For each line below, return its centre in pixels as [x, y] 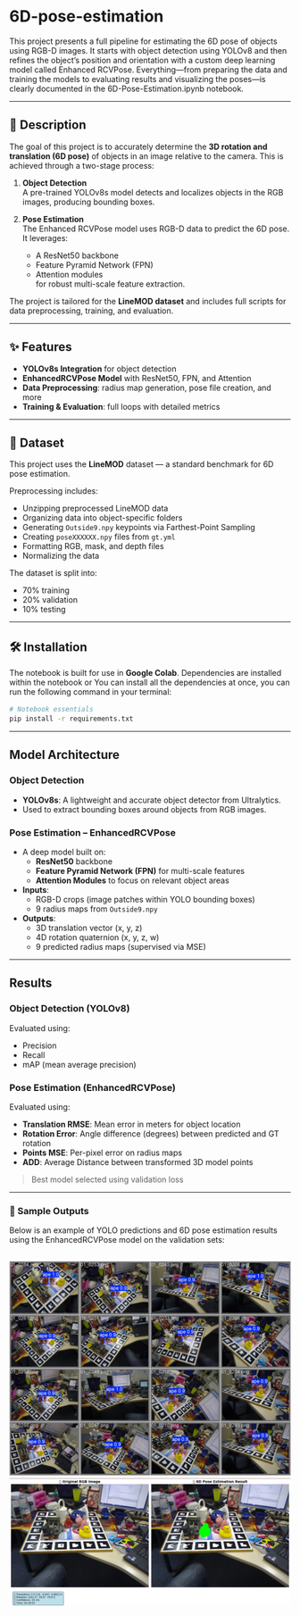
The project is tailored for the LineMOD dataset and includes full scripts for [148, 301]
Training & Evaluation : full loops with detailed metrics [121, 406]
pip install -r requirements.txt [71, 719]
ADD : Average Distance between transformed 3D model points [137, 1161]
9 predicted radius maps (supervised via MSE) [121, 946]
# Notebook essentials [51, 710]
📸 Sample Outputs [49, 1211]
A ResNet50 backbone [77, 255]
